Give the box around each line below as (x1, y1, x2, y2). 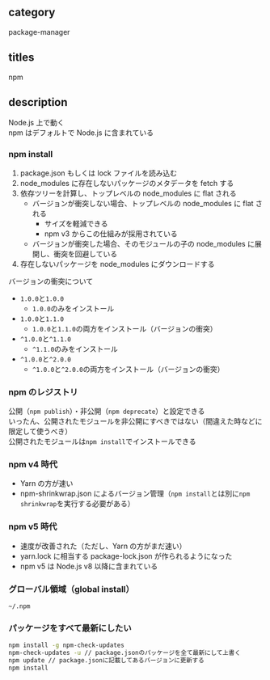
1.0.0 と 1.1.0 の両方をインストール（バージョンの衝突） (32, 323, 217, 333)
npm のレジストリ (8, 386, 78, 398)
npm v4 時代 (8, 458, 58, 470)
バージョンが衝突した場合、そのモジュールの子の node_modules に (32, 239, 255, 248)
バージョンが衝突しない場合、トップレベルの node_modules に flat (32, 198, 254, 208)
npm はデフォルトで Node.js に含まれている (8, 128, 154, 137)
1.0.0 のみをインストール (32, 303, 115, 313)
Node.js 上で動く (8, 118, 65, 128)
